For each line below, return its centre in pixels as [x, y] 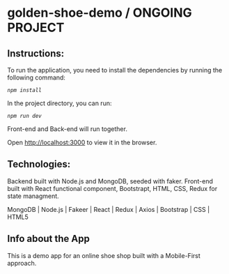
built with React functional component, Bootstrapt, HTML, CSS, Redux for [112, 188]
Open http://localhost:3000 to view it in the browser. [82, 142]
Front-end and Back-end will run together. [67, 129]
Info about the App [49, 239]
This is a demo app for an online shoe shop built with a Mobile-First [104, 255]
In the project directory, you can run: [60, 103]
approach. [22, 263]
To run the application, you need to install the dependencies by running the [115, 70]
